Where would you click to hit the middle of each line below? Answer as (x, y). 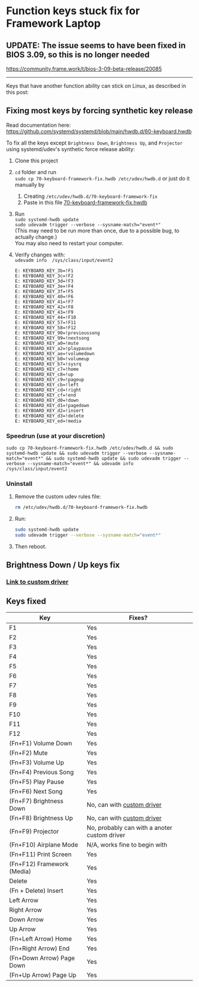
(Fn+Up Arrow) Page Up (43, 975)
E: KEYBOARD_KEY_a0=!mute (46, 343)
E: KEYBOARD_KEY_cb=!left (46, 384)
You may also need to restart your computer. (69, 243)
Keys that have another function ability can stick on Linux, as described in (96, 86)
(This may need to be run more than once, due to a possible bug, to (97, 230)
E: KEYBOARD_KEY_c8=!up (44, 374)
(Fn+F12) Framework (39, 864)
